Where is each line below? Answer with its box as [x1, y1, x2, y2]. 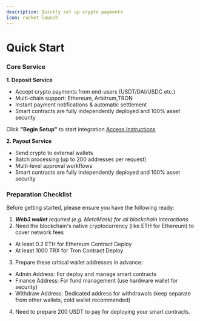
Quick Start [6, 41, 65, 55]
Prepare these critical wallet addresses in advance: [15, 259, 143, 266]
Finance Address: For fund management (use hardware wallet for [15, 277, 178, 285]
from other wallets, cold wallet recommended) [15, 296, 131, 304]
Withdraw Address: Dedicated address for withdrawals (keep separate [15, 290, 191, 297]
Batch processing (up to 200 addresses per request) [15, 156, 147, 163]
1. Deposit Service [6, 76, 53, 83]
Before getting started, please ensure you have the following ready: [6, 204, 175, 212]
